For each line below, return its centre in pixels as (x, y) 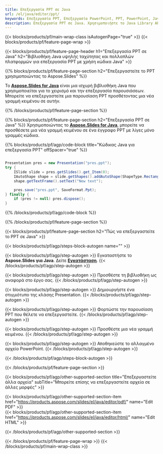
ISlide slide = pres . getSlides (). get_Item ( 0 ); (62, 172)
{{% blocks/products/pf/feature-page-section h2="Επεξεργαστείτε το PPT (80, 71)
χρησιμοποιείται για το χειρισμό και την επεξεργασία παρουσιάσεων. (75, 91)
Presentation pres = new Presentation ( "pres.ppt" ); (58, 163)
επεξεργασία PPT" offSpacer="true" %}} (46, 150)
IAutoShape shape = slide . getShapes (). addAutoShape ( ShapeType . (79, 177)
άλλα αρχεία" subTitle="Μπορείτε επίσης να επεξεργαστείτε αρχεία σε (78, 382)
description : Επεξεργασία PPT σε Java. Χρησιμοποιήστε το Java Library (79, 23)
